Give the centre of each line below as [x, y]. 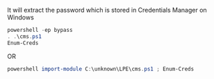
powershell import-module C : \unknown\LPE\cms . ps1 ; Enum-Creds [101, 69]
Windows [21, 17]
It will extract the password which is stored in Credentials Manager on [107, 10]
